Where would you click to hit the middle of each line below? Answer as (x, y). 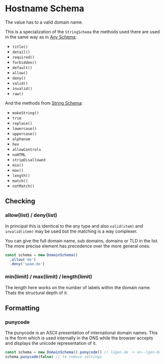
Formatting (22, 308)
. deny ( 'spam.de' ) (27, 264)
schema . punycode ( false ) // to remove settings (54, 357)
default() (22, 68)
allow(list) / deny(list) (31, 215)
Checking (20, 201)
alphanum (21, 139)
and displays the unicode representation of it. (51, 343)
